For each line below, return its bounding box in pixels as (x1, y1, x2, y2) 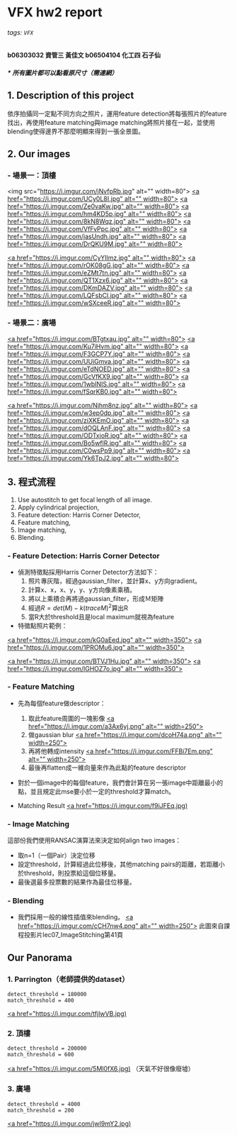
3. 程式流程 (7, 476, 56, 488)
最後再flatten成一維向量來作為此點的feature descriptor (28, 763, 187, 772)
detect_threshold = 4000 (7, 1100, 81, 1107)
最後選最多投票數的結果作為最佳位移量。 (17, 877, 136, 887)
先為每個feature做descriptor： (17, 699, 106, 707)
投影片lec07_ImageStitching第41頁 (23, 931, 124, 939)
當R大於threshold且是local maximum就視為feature (28, 612, 175, 621)
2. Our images (7, 148, 71, 160)
